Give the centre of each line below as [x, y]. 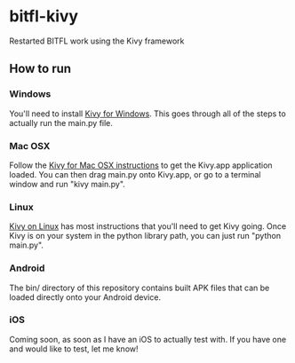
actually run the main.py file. [61, 122]
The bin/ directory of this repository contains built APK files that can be [140, 288]
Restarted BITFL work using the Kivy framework [97, 41]
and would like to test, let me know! [74, 349]
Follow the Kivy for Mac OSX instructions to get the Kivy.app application [141, 165]
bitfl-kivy [44, 16]
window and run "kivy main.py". [68, 184]
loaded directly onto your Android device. [85, 297]
